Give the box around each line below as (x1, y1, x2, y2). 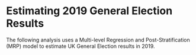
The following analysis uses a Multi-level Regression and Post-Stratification (6, 36, 191, 43)
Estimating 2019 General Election (6, 4, 173, 18)
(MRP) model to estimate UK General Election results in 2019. (6, 43, 155, 50)
